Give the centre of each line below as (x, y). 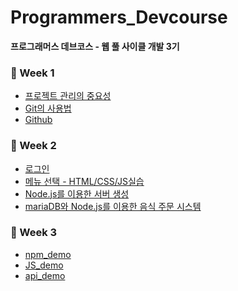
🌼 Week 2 (33, 146)
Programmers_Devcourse (119, 17)
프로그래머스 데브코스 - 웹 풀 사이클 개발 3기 (95, 46)
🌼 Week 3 (34, 233)
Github (38, 120)
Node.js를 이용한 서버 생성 (77, 193)
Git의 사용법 (48, 108)
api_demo (45, 275)
